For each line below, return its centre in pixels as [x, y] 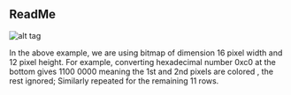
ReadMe [32, 15]
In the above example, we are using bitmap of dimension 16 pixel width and [146, 53]
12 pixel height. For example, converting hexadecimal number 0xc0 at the [142, 62]
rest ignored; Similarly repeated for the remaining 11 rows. [114, 80]
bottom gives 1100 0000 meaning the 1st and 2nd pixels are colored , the [142, 71]
